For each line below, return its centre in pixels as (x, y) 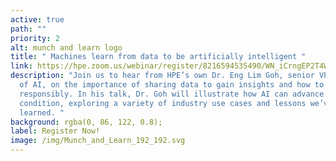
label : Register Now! (55, 131)
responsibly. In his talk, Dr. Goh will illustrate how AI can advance (172, 94)
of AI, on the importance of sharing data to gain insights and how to (172, 85)
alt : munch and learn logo (66, 47)
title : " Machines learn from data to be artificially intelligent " (158, 57)
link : (21, 66)
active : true (37, 19)
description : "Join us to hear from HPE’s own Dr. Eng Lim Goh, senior (162, 76)
